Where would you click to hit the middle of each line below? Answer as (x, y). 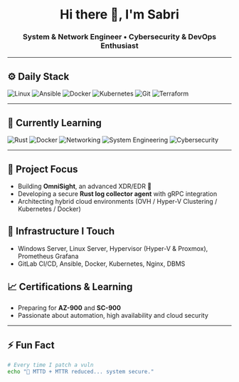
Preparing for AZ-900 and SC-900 (69, 308)
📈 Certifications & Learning (70, 287)
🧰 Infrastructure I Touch (61, 231)
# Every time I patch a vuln (51, 365)
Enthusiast (119, 46)
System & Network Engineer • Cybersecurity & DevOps (119, 37)
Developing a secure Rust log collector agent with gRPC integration (117, 193)
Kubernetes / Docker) (49, 209)
